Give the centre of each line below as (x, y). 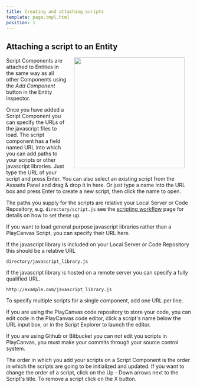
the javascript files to (32, 129)
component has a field (33, 141)
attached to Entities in (32, 67)
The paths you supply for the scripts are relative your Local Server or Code (97, 203)
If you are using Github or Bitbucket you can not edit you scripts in (86, 336)
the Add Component (31, 86)
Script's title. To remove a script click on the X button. (71, 379)
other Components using (36, 80)
